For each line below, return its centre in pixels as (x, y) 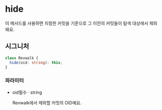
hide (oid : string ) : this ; (36, 62)
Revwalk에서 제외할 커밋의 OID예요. (47, 103)
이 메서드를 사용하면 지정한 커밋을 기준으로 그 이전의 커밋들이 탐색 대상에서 (77, 23)
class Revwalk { (22, 58)
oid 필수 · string (27, 92)
